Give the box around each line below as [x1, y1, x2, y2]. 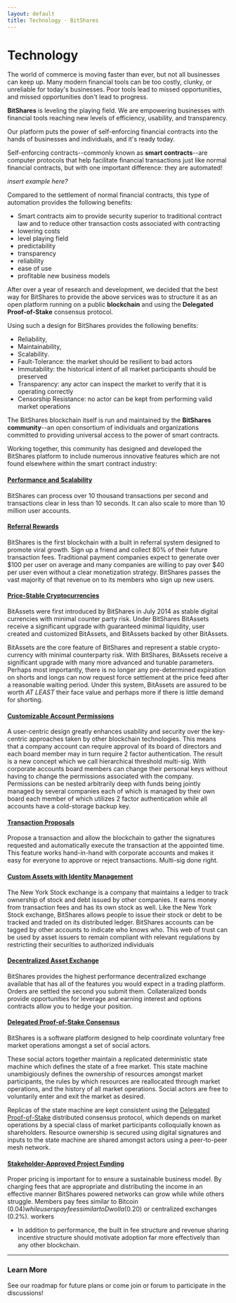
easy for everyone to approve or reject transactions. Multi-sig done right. [7, 856, 218, 865]
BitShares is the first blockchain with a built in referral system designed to [7, 538, 221, 546]
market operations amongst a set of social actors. [7, 1041, 151, 1050]
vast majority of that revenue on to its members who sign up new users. [7, 575, 216, 584]
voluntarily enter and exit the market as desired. [7, 1092, 145, 1101]
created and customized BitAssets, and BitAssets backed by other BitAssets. [7, 630, 229, 638]
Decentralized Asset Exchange [7, 956, 100, 965]
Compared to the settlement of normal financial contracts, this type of [7, 191, 209, 199]
